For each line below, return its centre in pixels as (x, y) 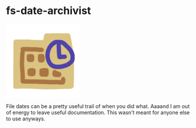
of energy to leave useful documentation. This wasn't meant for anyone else (98, 112)
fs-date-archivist (49, 11)
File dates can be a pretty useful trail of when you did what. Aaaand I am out (98, 106)
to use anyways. (26, 119)
